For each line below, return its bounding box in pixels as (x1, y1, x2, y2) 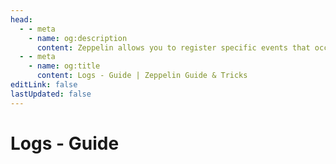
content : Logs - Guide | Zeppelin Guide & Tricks (36, 71, 248, 81)
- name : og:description (28, 33, 128, 43)
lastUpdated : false (10, 89, 92, 99)
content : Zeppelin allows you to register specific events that (36, 42, 311, 53)
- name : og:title (28, 61, 101, 71)
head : (10, 14, 33, 25)
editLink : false (10, 80, 78, 90)
